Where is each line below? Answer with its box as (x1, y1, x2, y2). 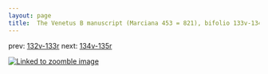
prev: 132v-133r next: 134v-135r (8, 41, 112, 50)
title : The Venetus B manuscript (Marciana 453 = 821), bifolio (8, 19, 230, 27)
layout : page (8, 11, 52, 20)
